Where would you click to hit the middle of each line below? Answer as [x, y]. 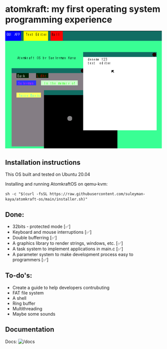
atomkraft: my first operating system [83, 9]
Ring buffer [24, 303]
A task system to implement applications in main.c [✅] [68, 249]
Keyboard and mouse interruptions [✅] [52, 232]
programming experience [59, 20]
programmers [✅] [30, 260]
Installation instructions [43, 162]
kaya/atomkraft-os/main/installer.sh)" [46, 200]
